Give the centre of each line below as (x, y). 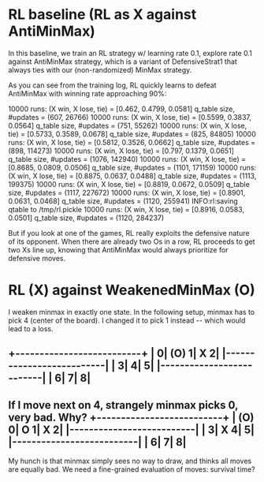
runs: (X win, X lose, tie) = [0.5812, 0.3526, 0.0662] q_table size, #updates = (132, 142)
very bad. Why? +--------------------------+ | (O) (131, 417)
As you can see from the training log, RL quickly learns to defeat (112, 85)
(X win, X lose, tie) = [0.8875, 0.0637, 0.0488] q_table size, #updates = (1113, (132, 176)
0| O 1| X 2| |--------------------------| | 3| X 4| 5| (131, 430)
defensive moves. (37, 258)
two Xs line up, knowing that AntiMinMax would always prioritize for (118, 249)
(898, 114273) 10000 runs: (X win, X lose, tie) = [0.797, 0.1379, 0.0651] (121, 151)
